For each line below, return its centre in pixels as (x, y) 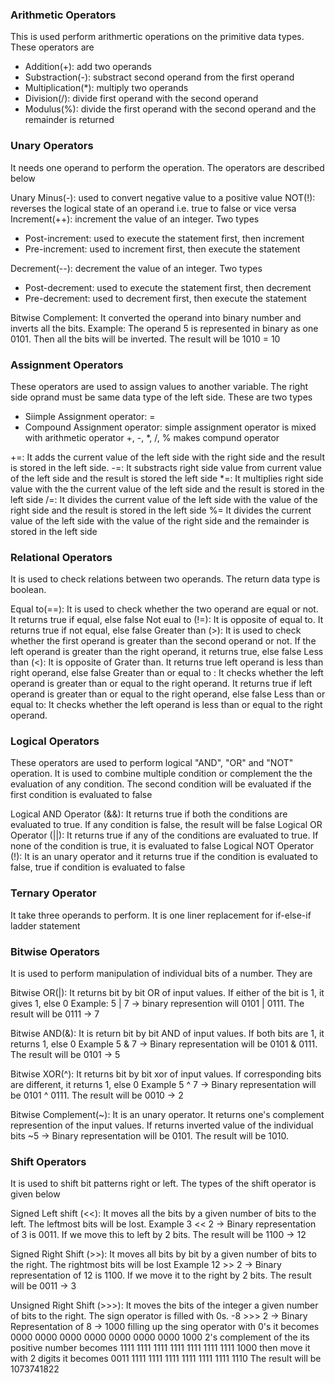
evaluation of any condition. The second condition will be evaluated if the (161, 784)
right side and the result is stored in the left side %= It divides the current (161, 510)
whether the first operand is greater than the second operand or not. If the (163, 641)
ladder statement (45, 925)
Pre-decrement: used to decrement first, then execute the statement (165, 298)
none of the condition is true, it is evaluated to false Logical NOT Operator (162, 846)
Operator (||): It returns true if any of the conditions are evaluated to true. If (164, 835)
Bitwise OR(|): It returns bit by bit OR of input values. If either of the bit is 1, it (167, 993)
